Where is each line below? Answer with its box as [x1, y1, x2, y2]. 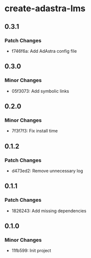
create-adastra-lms [4, 3, 86, 14]
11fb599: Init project [11, 248, 52, 254]
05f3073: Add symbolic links [11, 88, 69, 94]
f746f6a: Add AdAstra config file [11, 48, 77, 54]
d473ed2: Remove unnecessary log [11, 168, 83, 173]
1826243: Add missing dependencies [11, 208, 87, 214]
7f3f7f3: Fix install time [11, 128, 58, 134]
